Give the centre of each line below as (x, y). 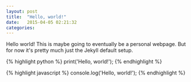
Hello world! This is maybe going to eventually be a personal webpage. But (96, 44)
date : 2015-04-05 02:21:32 (41, 22)
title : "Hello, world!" (36, 17)
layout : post (22, 11)
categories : (20, 28)
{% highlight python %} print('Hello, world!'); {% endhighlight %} (84, 62)
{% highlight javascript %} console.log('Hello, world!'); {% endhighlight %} (96, 73)
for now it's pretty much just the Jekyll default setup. (70, 51)
